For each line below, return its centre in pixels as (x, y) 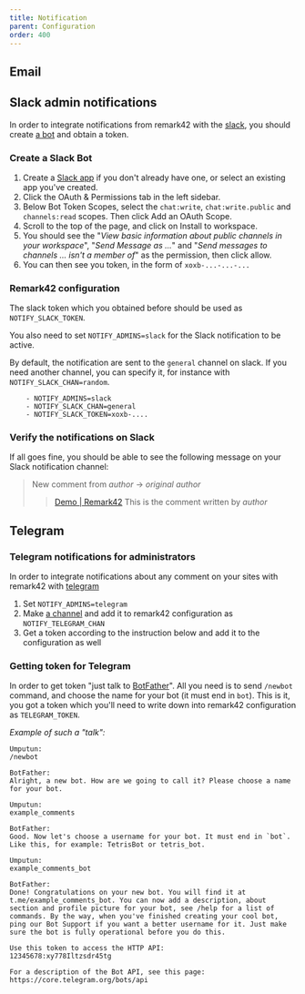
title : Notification (49, 18)
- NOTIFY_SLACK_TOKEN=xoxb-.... (87, 415)
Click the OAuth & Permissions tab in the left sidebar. (122, 197)
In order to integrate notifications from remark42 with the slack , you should (150, 125)
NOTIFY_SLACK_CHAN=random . (60, 382)
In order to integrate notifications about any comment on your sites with (144, 577)
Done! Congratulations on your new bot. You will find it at (128, 893)
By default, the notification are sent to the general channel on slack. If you (148, 363)
